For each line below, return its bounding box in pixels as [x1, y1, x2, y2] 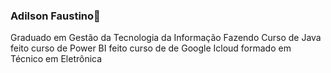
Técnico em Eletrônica [10, 53, 103, 65]
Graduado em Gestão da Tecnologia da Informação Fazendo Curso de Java [10, 32, 322, 44]
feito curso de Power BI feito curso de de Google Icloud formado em [10, 42, 292, 54]
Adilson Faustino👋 [10, 9, 101, 23]
